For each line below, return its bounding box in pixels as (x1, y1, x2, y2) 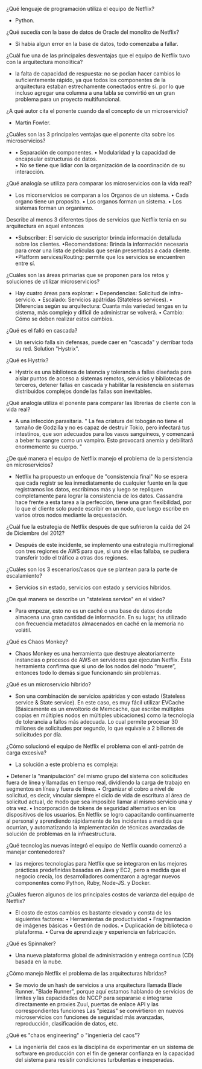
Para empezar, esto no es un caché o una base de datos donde (14, 607, 172, 614)
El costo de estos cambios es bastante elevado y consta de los (14, 909, 172, 916)
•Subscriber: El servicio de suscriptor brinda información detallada (14, 234, 181, 241)
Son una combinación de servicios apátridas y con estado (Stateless (14, 692, 186, 700)
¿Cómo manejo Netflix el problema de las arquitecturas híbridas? (6, 970, 167, 977)
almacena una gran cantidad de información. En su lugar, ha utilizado (14, 614, 187, 621)
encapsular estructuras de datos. (14, 155, 98, 162)
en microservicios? (6, 461, 54, 468)
